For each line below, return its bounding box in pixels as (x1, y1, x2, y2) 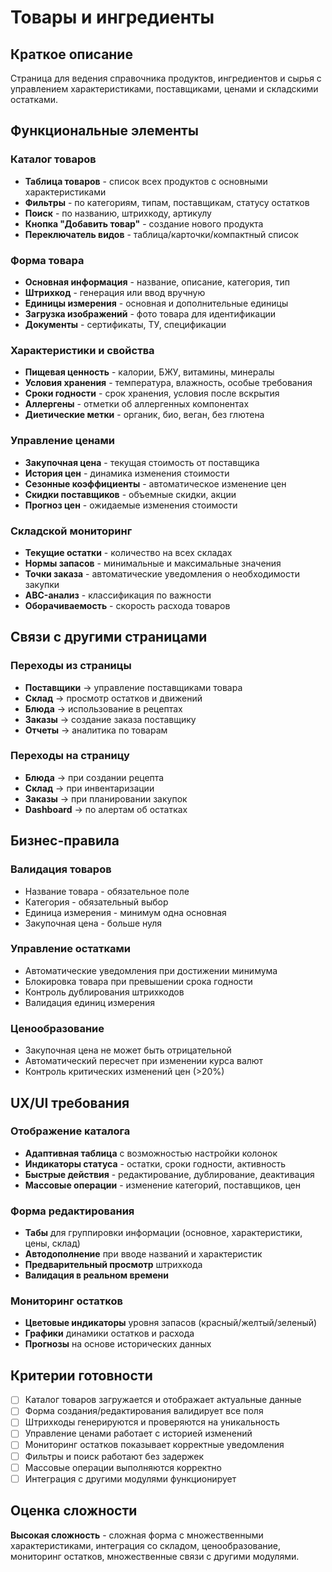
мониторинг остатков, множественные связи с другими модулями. (10, 1550, 300, 1562)
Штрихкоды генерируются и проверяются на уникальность (24, 1416, 280, 1428)
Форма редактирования (10, 1204, 135, 1218)
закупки (24, 578, 60, 590)
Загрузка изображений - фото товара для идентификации (24, 307, 277, 320)
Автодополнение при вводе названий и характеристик (24, 1248, 263, 1260)
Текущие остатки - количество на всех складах (24, 546, 233, 558)
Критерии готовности (10, 1367, 153, 1384)
